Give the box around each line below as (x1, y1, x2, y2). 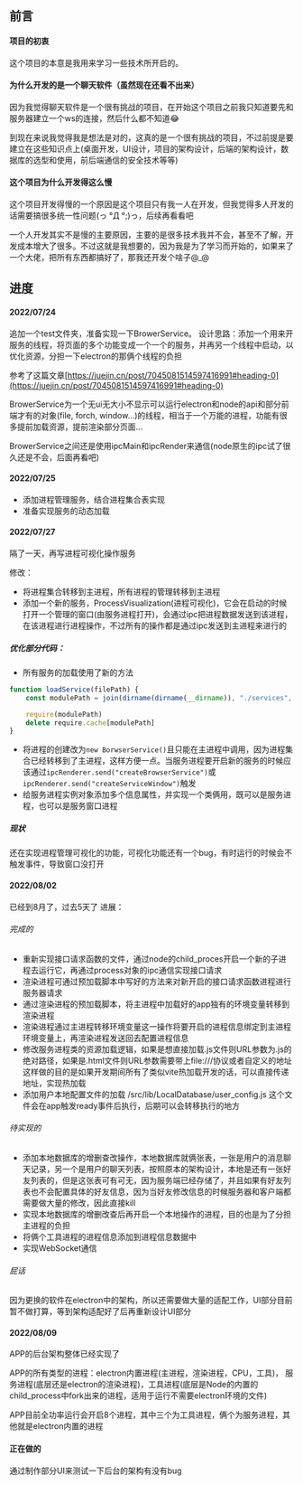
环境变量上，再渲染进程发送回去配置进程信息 (22, 1032, 189, 1043)
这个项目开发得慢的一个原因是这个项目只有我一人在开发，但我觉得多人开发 (9, 199, 286, 210)
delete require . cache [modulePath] (25, 718, 155, 728)
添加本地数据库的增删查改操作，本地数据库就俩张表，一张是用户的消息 (22, 1151, 284, 1163)
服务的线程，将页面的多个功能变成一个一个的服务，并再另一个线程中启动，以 (9, 339, 294, 350)
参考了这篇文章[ (9, 370, 69, 381)
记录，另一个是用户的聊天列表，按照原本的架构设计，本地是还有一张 (30, 1163, 284, 1174)
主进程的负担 (22, 1219, 70, 1231)
